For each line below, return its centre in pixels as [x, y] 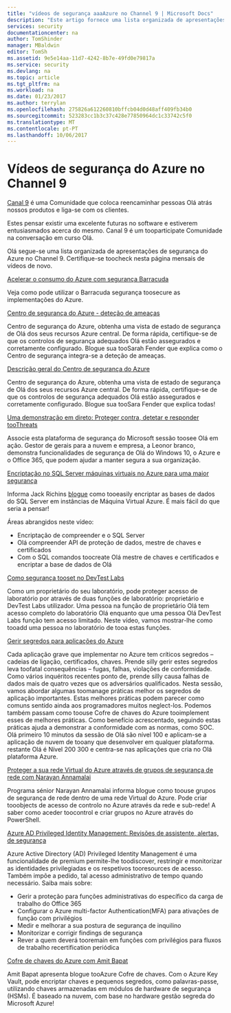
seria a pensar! [28, 509]
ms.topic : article [33, 77]
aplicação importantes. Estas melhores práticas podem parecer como [106, 698]
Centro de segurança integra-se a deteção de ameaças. [87, 356]
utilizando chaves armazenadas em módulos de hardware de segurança [109, 989]
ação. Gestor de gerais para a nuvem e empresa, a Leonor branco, [101, 446]
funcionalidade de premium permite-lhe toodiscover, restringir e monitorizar [114, 861]
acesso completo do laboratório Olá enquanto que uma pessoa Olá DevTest [114, 613]
